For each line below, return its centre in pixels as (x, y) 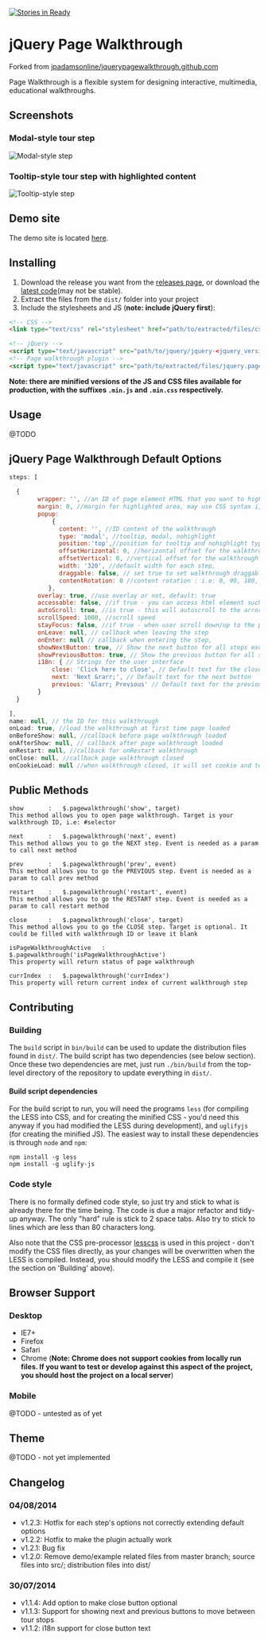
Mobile (23, 1396)
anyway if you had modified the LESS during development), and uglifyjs (129, 1126)
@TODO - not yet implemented (60, 1458)
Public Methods (49, 790)
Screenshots (41, 116)
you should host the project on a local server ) (97, 1376)
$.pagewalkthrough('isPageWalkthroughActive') (87, 955)
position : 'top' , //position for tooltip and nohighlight (153, 544)
